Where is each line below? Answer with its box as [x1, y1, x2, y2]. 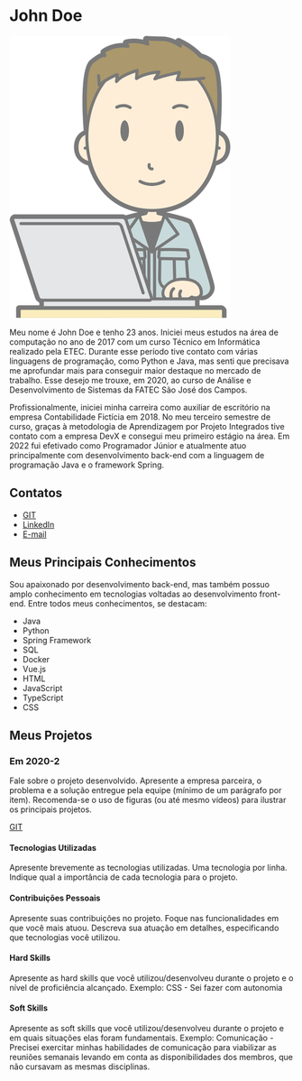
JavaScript [22, 682, 63, 693]
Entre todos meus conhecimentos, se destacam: [27, 597, 207, 609]
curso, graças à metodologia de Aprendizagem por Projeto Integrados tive [9, 420, 286, 431]
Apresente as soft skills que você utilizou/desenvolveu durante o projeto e [9, 1023, 284, 1034]
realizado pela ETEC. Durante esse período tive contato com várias [9, 346, 259, 356]
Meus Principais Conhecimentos [9, 555, 197, 570]
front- [259, 588, 281, 599]
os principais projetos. [9, 804, 92, 815]
